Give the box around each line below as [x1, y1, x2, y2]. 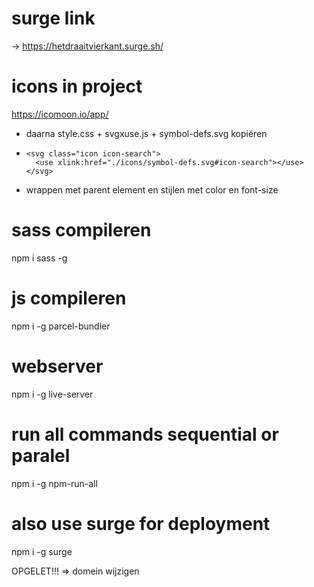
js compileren [11, 287, 127, 309]
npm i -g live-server [11, 388, 94, 400]
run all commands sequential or [11, 423, 279, 446]
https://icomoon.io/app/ [11, 108, 109, 120]
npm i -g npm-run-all [11, 477, 98, 489]
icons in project [11, 75, 143, 98]
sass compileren [11, 219, 152, 242]
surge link [11, 7, 96, 30]
